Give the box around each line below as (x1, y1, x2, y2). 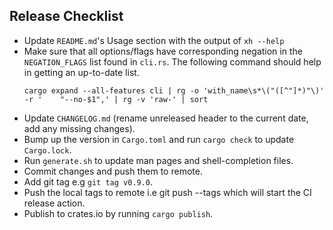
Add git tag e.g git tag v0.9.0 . (23, 175, 154, 188)
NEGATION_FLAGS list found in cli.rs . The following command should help (23, 55, 322, 68)
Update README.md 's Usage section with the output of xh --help (23, 34, 285, 46)
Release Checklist (9, 8, 124, 25)
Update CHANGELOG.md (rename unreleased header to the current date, (23, 112, 309, 124)
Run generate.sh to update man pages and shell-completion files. (23, 154, 294, 166)
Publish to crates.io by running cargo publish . (23, 207, 214, 219)
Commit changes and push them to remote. (23, 165, 203, 177)
